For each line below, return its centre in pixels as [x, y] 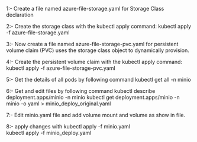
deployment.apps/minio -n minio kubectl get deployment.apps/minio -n [93, 97]
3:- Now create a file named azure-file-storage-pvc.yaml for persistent [92, 44]
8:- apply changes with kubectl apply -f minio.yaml [68, 126]
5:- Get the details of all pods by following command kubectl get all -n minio [98, 80]
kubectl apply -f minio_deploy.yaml [49, 133]
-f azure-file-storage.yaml [38, 33]
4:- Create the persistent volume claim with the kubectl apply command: [94, 62]
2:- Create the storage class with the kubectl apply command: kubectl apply [98, 26]
